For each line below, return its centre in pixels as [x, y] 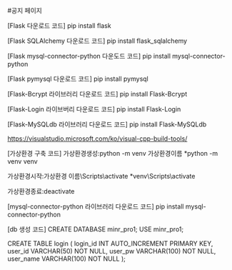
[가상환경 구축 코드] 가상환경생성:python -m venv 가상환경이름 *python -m [113, 153]
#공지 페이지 [25, 10]
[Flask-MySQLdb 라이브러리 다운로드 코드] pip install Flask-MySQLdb [107, 124]
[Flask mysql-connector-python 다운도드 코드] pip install [89, 56]
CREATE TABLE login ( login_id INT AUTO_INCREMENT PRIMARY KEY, [110, 244]
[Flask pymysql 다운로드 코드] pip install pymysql [78, 79]
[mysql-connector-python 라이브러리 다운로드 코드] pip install [96, 206]
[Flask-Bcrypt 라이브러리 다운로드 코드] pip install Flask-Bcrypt [97, 94]
